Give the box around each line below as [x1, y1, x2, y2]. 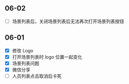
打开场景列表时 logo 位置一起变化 [12, 53, 83, 60]
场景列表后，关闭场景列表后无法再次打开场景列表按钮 [12, 18, 124, 24]
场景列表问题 [12, 60, 39, 66]
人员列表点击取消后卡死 [12, 73, 62, 79]
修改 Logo [12, 47, 34, 53]
